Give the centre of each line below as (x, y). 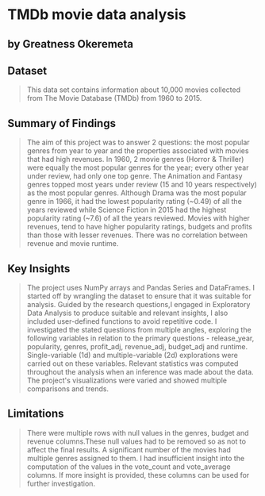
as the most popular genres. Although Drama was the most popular (136, 193)
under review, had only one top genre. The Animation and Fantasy (134, 176)
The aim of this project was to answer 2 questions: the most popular (138, 142)
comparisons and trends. (67, 389)
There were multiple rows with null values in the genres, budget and (138, 433)
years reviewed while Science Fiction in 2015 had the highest (127, 210)
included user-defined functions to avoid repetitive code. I (122, 321)
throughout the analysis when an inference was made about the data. (140, 372)
